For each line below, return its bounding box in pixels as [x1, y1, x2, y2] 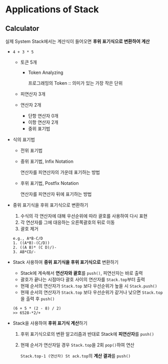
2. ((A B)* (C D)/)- [12, 245, 57, 250]
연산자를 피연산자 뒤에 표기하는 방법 [20, 191, 92, 197]
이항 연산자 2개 [28, 119, 59, 125]
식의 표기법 [12, 137, 35, 142]
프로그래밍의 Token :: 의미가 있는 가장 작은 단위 [28, 80, 123, 86]
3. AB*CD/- [12, 250, 36, 255]
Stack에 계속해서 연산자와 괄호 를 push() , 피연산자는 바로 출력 [20, 270, 143, 276]
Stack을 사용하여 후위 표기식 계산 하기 [12, 320, 88, 326]
